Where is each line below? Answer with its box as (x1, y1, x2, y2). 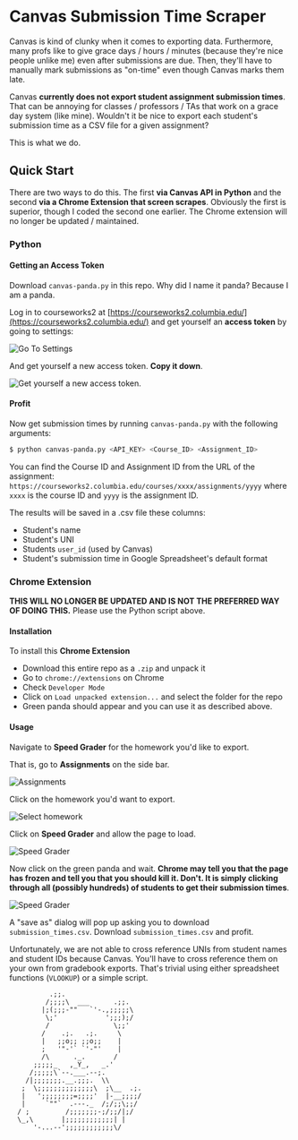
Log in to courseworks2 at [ (9, 306, 111, 317)
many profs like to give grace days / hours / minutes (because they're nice (9, 45, 284, 56)
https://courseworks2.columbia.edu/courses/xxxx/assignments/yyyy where (9, 480, 288, 491)
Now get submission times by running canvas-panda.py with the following (9, 418, 278, 429)
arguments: (9, 428, 52, 439)
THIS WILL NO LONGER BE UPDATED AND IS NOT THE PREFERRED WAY (9, 596, 280, 606)
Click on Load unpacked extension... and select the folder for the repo (21, 691, 284, 702)
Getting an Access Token (9, 260, 105, 270)
